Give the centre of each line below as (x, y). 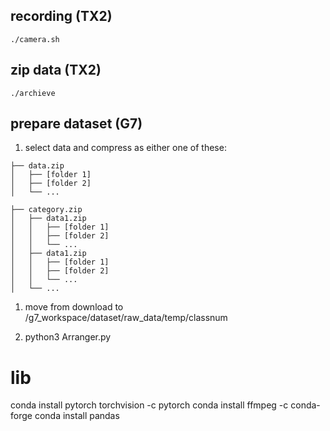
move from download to (74, 307)
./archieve (33, 93)
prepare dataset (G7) (76, 124)
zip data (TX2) (56, 70)
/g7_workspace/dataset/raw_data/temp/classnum (126, 318)
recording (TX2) (61, 16)
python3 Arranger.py (68, 337)
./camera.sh (35, 39)
